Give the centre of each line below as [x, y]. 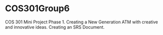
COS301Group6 [37, 9]
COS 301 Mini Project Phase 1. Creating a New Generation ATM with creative [81, 22]
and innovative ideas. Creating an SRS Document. [55, 27]
